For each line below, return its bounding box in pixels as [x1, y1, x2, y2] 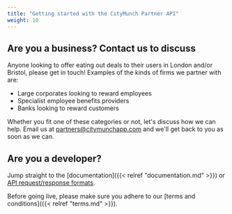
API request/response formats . [7, 178, 95, 187]
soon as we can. [7, 132, 54, 141]
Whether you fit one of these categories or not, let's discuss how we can [7, 118, 216, 126]
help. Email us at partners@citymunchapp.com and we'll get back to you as [7, 125, 224, 133]
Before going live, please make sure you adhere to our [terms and [7, 192, 196, 201]
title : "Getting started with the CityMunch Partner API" [7, 10, 179, 17]
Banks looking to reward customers [17, 104, 120, 112]
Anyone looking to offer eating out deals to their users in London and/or [7, 61, 213, 70]
